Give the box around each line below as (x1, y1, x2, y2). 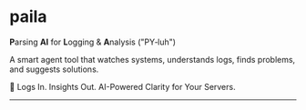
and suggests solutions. (9, 64, 99, 75)
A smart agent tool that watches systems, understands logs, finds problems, (9, 54, 296, 65)
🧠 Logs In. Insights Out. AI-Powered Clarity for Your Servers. (9, 81, 236, 92)
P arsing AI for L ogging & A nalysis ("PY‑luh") (9, 36, 176, 47)
